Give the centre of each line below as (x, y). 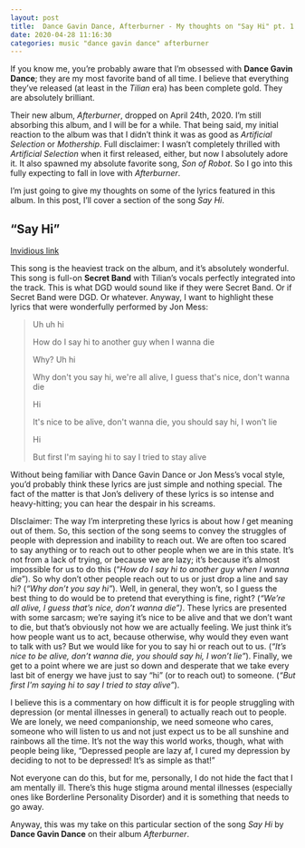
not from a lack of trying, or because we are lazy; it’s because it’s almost (145, 560)
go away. (27, 807)
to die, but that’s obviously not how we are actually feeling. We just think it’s (151, 628)
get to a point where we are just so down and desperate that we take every (150, 666)
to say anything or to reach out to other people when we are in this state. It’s (152, 551)
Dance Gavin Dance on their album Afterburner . (100, 834)
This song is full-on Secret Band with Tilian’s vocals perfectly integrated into (153, 278)
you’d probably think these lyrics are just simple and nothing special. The (147, 484)
